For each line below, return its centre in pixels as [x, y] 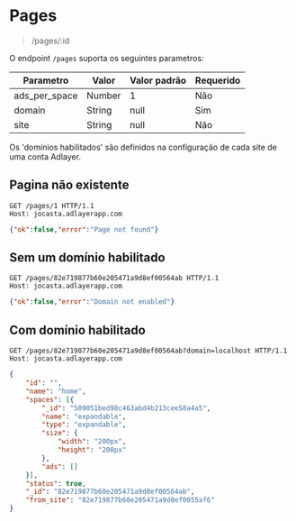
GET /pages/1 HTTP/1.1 [52, 206]
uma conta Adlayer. [45, 156]
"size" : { [60, 434]
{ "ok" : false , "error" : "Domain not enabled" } [92, 302]
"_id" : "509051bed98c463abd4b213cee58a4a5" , [126, 408]
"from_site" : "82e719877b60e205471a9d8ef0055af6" [121, 500]
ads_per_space [46, 96]
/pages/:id [50, 41]
